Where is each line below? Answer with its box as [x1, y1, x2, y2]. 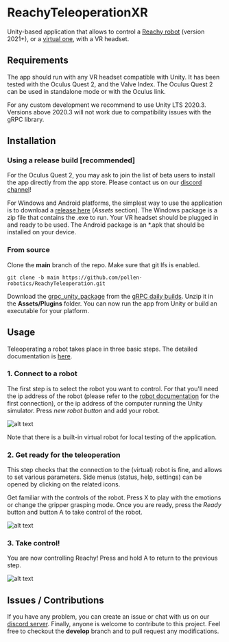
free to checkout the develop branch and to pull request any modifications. [7, 627, 219, 635]
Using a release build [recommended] [7, 156, 136, 165]
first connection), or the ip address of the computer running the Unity [7, 399, 203, 407]
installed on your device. [7, 228, 77, 236]
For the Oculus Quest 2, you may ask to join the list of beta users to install [7, 171, 215, 180]
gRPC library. [7, 115, 45, 123]
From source [7, 245, 50, 255]
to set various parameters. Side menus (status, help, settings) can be [7, 473, 202, 481]
